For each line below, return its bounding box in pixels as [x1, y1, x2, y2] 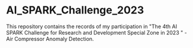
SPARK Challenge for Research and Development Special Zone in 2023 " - [6, 29, 188, 36]
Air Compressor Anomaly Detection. [6, 35, 94, 42]
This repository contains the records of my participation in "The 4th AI [6, 23, 178, 30]
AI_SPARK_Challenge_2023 [6, 4, 144, 17]
